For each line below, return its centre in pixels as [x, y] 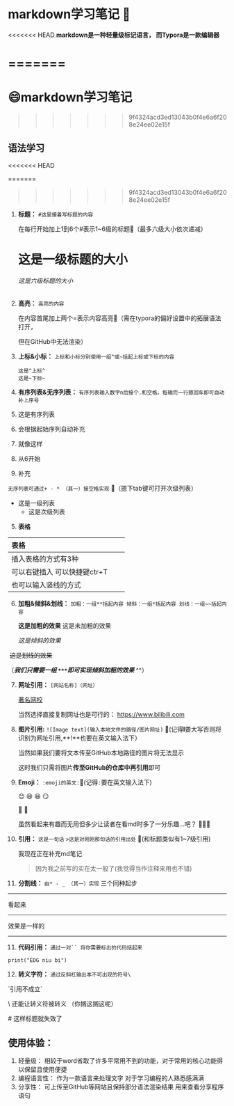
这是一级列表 [36, 503]
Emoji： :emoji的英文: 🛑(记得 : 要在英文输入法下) [85, 782]
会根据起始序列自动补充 [51, 429]
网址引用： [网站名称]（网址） [58, 685]
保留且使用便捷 [45, 1070]
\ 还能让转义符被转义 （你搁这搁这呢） [62, 1004]
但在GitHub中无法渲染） [52, 342]
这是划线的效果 [31, 656]
